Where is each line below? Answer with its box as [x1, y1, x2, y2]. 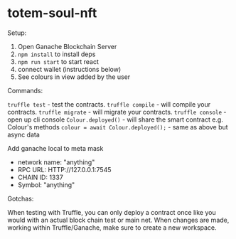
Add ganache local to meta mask [7, 144, 104, 152]
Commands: [7, 86, 43, 95]
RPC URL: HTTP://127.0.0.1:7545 [17, 165, 112, 174]
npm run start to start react [17, 57, 100, 65]
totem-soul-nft [7, 5, 97, 21]
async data [7, 130, 41, 139]
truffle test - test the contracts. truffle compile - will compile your [7, 100, 211, 108]
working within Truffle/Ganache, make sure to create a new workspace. [7, 223, 217, 232]
